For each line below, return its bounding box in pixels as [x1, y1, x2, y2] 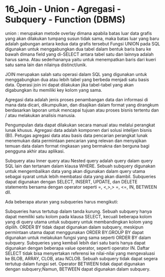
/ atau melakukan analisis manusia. [5, 112, 76, 118]
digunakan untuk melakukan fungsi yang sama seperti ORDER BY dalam [5, 235, 151, 240]
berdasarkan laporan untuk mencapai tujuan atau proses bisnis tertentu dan [5, 107, 159, 113]
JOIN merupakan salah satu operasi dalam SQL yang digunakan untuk [5, 71, 147, 77]
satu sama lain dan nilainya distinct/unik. [5, 62, 87, 68]
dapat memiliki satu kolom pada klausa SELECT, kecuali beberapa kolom [5, 213, 152, 219]
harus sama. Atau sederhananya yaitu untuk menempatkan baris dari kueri [5, 56, 156, 62]
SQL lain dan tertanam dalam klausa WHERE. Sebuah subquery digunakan [5, 163, 156, 169]
